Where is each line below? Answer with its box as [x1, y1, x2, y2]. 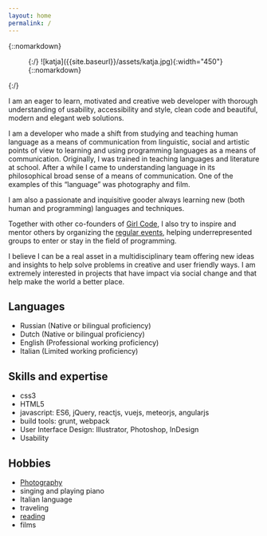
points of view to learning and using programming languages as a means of [8, 145, 257, 155]
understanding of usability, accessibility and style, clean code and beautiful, [8, 105, 258, 114]
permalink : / [8, 19, 52, 27]
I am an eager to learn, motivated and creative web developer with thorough [8, 96, 258, 105]
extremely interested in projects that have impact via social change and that [8, 268, 257, 278]
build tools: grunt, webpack [19, 416, 110, 426]
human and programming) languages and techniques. [8, 203, 185, 212]
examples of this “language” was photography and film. [8, 179, 190, 189]
